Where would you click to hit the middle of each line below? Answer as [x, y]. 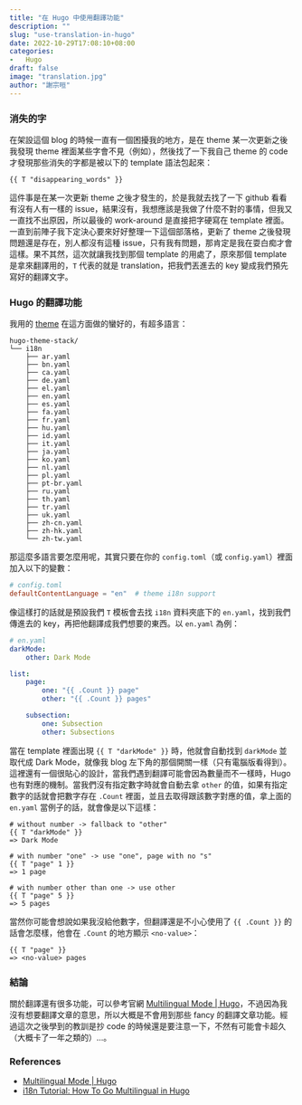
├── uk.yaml [48, 515]
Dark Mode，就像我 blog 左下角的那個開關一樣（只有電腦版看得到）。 [163, 762]
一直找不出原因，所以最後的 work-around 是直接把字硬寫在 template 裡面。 [149, 220]
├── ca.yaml [48, 373]
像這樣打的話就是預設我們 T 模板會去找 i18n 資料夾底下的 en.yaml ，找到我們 [150, 612]
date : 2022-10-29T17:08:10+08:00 [72, 43]
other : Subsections [79, 732]
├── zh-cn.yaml [54, 523]
